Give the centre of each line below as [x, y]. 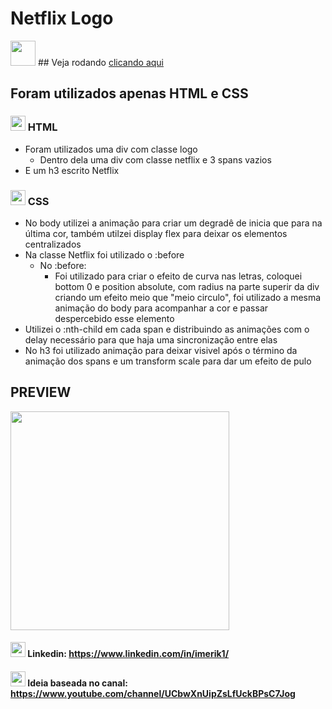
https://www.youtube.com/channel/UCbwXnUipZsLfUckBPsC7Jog [153, 693]
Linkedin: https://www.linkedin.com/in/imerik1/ [128, 654]
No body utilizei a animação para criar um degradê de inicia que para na [173, 223]
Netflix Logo [62, 18]
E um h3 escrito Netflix [72, 170]
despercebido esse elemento [114, 318]
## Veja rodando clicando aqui [101, 62]
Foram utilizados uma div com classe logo [111, 149]
